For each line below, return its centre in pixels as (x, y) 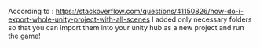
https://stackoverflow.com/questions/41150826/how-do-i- (149, 11)
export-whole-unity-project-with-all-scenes (79, 19)
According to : (31, 11)
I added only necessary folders (202, 19)
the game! (24, 36)
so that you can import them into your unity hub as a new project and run (126, 27)
